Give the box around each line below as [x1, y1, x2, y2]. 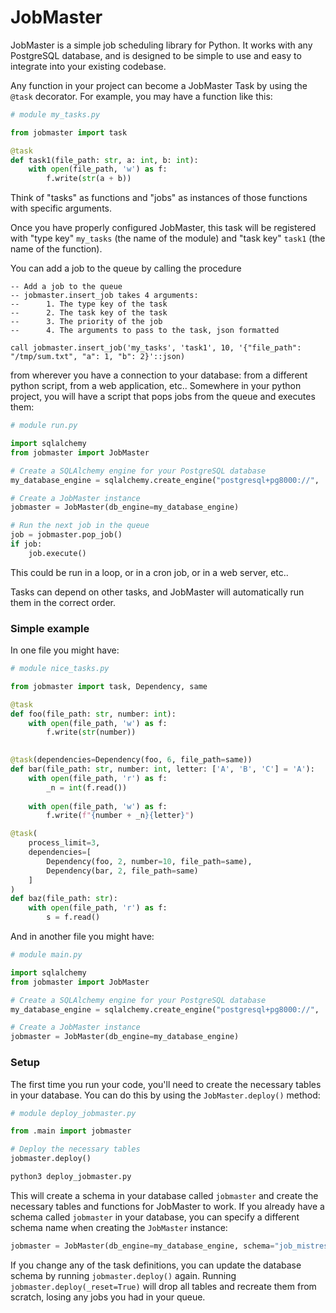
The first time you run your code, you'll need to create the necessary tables [10, 1078, 322, 1090]
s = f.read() [46, 912, 101, 923]
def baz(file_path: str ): [10, 894, 118, 904]
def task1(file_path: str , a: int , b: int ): [10, 155, 199, 165]
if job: [10, 539, 43, 550]
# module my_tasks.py [10, 109, 101, 120]
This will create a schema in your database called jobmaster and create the [10, 1189, 319, 1201]
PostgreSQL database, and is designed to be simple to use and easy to [10, 49, 302, 61]
